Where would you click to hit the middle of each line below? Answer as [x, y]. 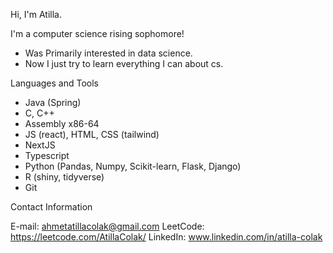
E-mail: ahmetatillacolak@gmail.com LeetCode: [107, 226]
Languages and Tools [55, 83]
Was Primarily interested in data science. [108, 53]
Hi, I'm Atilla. [36, 14]
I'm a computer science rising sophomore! [97, 33]
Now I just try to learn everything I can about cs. [124, 63]
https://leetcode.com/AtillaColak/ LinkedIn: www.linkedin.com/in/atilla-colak [166, 237]
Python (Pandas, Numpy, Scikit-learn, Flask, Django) [133, 166]
